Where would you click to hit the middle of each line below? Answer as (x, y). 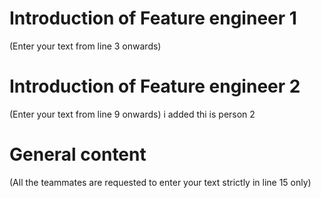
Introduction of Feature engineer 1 (153, 18)
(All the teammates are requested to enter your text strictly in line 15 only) (160, 182)
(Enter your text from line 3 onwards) (85, 46)
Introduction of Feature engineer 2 (155, 86)
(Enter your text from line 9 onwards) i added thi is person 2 (132, 114)
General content (78, 154)
